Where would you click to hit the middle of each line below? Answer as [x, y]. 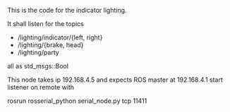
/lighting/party [38, 52]
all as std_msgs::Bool [38, 66]
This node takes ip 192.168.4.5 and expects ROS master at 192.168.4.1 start [115, 80]
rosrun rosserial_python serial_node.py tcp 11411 [77, 101]
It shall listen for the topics [46, 24]
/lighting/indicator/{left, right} [60, 37]
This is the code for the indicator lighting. [67, 10]
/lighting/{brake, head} [50, 45]
